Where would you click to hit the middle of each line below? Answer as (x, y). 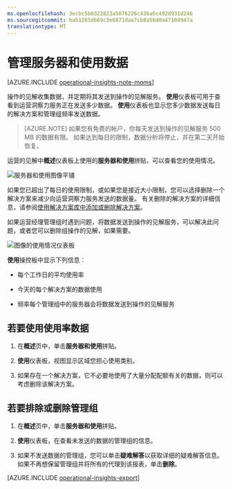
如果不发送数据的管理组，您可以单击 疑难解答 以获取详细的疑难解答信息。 (120, 455)
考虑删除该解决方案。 (47, 384)
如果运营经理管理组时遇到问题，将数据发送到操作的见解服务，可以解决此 (110, 222)
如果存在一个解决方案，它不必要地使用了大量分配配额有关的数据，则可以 (120, 376)
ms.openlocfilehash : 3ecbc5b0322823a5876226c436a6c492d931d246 (100, 13)
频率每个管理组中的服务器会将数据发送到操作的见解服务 (96, 304)
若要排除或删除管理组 (52, 408)
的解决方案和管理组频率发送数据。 (56, 114)
